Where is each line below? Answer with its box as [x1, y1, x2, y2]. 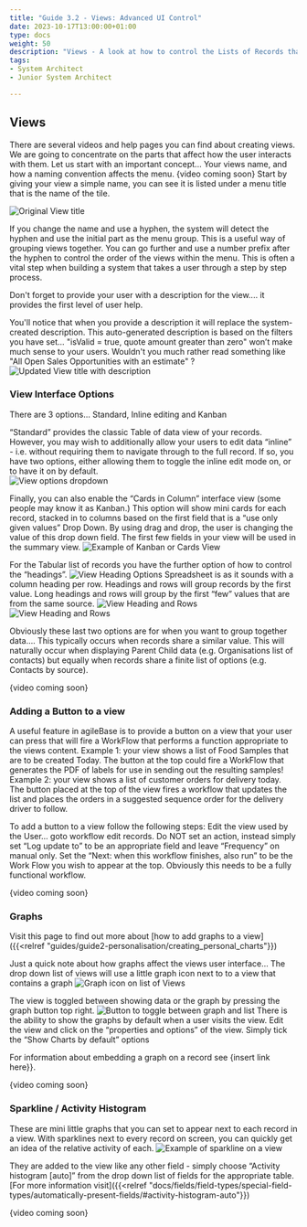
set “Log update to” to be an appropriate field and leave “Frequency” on [9, 840, 281, 851]
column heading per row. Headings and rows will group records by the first [9, 578, 291, 590]
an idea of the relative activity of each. [9, 1142, 154, 1153]
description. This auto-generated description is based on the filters [40, 326, 293, 337]
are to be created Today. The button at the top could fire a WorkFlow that [9, 755, 285, 766]
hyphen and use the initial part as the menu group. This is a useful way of [9, 232, 286, 243]
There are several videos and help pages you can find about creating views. [9, 139, 295, 150]
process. [9, 272, 43, 283]
